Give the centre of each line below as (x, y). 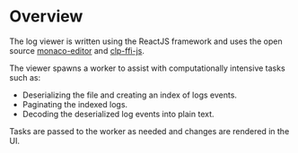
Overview (46, 17)
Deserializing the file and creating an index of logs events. (130, 95)
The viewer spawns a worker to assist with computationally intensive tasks (147, 68)
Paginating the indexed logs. (75, 104)
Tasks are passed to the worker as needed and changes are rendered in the (149, 131)
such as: (25, 77)
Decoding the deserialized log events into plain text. (118, 114)
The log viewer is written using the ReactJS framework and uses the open (146, 41)
